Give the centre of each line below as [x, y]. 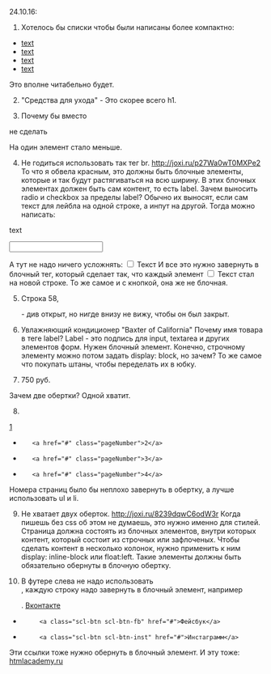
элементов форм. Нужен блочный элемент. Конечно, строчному [133, 347]
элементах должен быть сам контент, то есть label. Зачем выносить [139, 189]
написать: [38, 214]
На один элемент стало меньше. [66, 147]
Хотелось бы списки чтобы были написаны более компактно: [127, 27]
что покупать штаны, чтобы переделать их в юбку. [108, 364]
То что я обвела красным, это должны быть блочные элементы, [132, 172]
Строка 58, [40, 298]
